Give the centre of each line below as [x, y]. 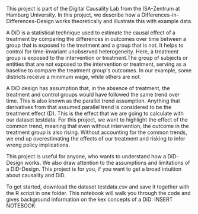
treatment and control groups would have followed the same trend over [93, 95]
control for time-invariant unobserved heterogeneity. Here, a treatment [92, 52]
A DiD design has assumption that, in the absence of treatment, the [88, 88]
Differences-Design [30, 21]
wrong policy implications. [38, 145]
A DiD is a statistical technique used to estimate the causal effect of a [91, 33]
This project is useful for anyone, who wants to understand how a [86, 156]
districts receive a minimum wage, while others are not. [74, 77]
